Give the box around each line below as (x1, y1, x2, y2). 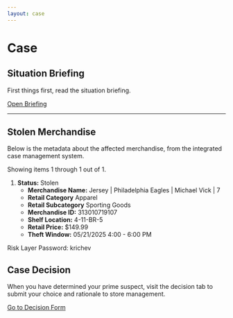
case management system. (7, 152, 85, 160)
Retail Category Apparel (27, 194, 98, 202)
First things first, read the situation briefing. (7, 86, 131, 94)
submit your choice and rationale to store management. (7, 290, 166, 299)
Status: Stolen (17, 178, 59, 187)
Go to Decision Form (7, 303, 66, 312)
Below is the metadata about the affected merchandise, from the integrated (7, 144, 223, 153)
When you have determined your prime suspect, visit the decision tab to (7, 283, 214, 291)
